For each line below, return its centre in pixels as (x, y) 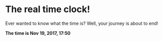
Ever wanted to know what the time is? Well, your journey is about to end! (82, 23)
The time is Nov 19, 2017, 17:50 (38, 33)
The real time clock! (48, 9)
